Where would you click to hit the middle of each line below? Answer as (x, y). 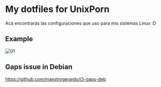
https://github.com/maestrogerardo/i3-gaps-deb (56, 79)
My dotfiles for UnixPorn (57, 9)
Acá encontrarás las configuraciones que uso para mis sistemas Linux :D (81, 23)
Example (19, 39)
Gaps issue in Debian (39, 67)
